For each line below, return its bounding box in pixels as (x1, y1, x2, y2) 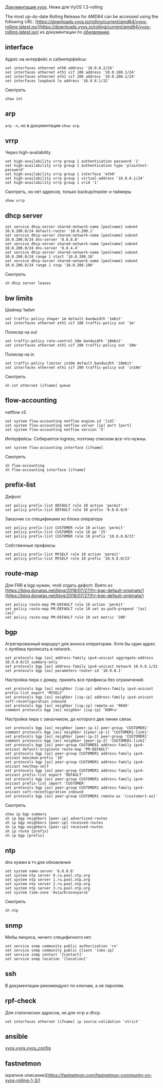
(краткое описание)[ (5, 1072, 48, 1078)
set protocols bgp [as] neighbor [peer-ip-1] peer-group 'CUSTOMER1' (5, 726, 149, 731)
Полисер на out (5, 329, 37, 335)
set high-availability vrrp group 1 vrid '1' (5, 180, 99, 185)
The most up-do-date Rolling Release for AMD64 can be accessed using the (5, 14, 159, 19)
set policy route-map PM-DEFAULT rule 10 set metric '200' (5, 615, 127, 620)
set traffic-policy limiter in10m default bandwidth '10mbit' (5, 361, 134, 366)
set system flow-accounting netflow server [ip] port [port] (5, 423, 132, 428)
